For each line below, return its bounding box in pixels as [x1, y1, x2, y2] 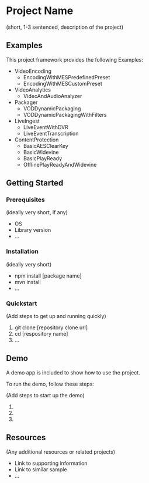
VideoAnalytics [14, 86, 51, 93]
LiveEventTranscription [23, 130, 79, 137]
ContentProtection [14, 136, 59, 143]
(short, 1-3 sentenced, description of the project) [6, 23, 124, 31]
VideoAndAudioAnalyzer [23, 92, 82, 99]
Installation [6, 248, 39, 256]
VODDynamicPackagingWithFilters [23, 111, 107, 118]
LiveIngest [14, 117, 40, 124]
